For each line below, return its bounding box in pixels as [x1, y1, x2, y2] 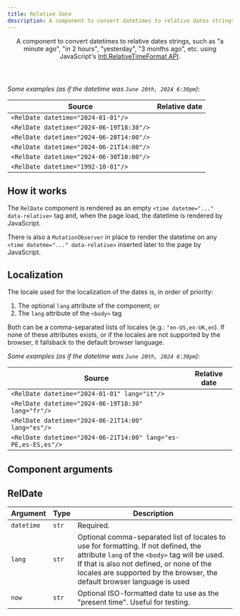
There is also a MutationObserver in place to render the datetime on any [7, 233, 218, 241]
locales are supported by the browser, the [77, 568, 218, 578]
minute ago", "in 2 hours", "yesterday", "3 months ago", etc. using [24, 44, 216, 53]
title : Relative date [7, 10, 72, 18]
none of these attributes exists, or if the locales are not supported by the [7, 330, 221, 339]
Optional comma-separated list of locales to [77, 532, 226, 542]
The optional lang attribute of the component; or [17, 301, 161, 310]
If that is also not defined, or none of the [77, 559, 212, 569]
